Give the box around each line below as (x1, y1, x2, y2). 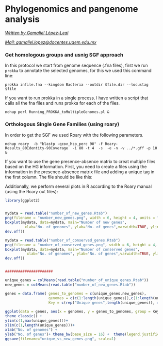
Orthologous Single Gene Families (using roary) (5, 121, 120, 127)
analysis (5, 14, 40, 25)
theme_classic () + (5, 314, 42, 319)
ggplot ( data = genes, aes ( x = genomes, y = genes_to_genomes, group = (5, 309, 151, 314)
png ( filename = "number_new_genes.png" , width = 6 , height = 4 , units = (5, 216, 155, 220)
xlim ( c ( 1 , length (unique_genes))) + (5, 323, 75, 328)
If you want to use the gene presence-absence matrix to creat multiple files (5, 158, 156, 164)
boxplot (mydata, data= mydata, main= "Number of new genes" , (5, 220, 127, 225)
